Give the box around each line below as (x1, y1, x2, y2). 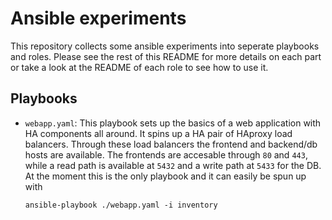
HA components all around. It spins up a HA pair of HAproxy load (24, 127, 293, 139)
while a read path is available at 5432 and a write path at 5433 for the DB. (24, 159, 322, 171)
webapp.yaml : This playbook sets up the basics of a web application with (24, 117, 322, 129)
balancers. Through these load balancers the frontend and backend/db (24, 138, 318, 150)
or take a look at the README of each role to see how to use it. (10, 61, 269, 73)
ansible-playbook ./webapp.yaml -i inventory (24, 200, 218, 210)
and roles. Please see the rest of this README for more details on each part (10, 50, 322, 62)
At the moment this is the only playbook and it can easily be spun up (24, 170, 307, 182)
